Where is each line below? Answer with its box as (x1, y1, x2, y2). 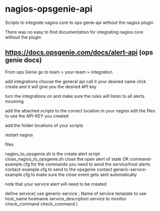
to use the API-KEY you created (5, 113, 69, 119)
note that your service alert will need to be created (5, 181, 107, 187)
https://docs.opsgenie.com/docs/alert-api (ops (5, 48, 153, 57)
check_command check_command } (5, 201, 78, 207)
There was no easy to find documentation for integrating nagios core (5, 29, 143, 35)
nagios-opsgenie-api (5, 3, 93, 15)
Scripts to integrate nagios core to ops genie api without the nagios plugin (5, 20, 154, 25)
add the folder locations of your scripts (5, 122, 83, 128)
